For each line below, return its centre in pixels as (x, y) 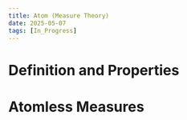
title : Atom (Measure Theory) (59, 16)
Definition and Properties (94, 70)
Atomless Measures (76, 107)
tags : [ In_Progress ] (43, 30)
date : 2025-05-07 (37, 23)
